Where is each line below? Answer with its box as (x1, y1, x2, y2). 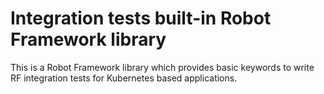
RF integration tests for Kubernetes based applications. (10, 72, 238, 84)
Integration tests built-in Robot (10, 7, 272, 30)
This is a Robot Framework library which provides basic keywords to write (10, 61, 315, 73)
